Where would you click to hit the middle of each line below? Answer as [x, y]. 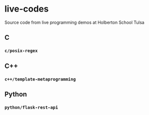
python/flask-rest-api [31, 107]
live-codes [27, 9]
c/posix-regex [21, 51]
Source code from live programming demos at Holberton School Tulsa [74, 22]
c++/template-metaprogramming [40, 79]
